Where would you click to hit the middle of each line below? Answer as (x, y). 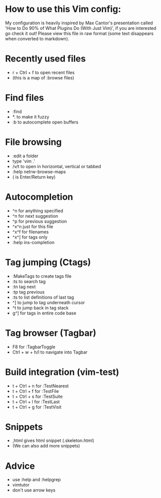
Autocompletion (39, 197)
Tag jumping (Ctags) (48, 262)
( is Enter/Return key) (34, 177)
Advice (20, 466)
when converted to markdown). (37, 39)
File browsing (33, 142)
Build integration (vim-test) (62, 372)
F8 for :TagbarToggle (34, 347)
